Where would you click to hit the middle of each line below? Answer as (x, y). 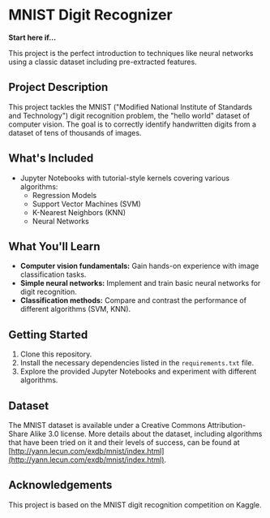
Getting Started (48, 335)
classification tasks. (53, 274)
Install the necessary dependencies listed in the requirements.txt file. (137, 363)
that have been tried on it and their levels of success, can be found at (124, 442)
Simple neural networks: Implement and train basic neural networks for (140, 283)
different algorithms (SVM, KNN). (75, 309)
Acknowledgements (60, 485)
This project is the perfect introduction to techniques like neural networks (131, 53)
